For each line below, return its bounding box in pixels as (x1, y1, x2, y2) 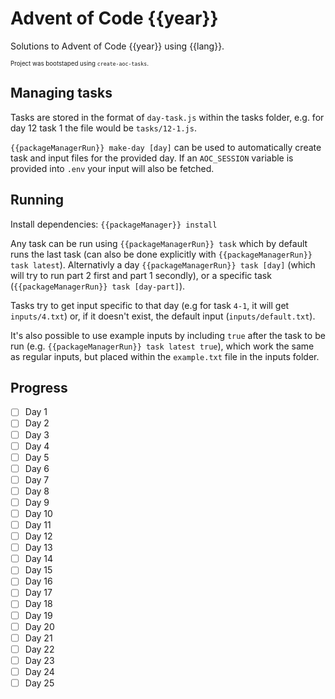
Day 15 (24, 564, 53, 576)
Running (10, 192, 65, 209)
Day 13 (24, 542, 53, 554)
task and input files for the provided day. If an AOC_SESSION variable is (10, 152, 294, 164)
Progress (10, 379, 68, 396)
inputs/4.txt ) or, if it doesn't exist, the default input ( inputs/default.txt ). (10, 310, 316, 322)
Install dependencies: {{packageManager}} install (10, 218, 218, 230)
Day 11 (24, 519, 52, 531)
